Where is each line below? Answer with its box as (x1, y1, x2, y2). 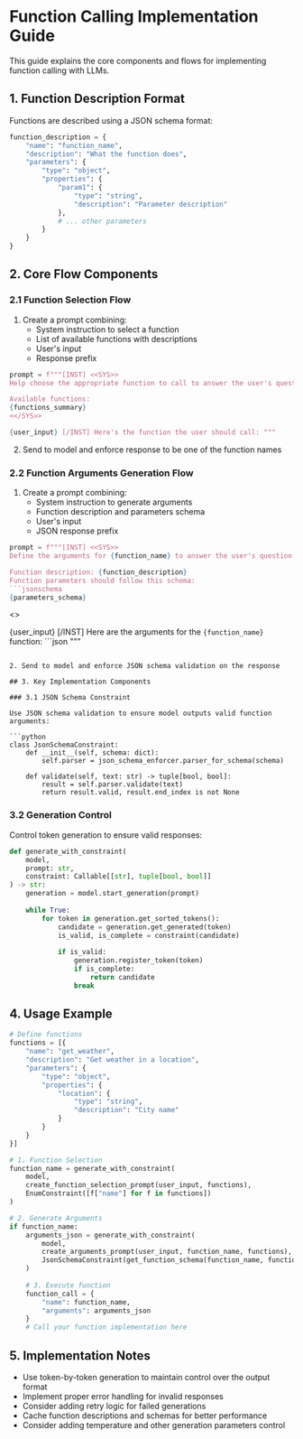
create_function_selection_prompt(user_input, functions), (25, 1181, 252, 1190)
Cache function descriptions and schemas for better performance (22, 1410, 268, 1421)
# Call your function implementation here (25, 1323, 188, 1332)
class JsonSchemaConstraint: (9, 740, 119, 750)
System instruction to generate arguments (35, 497, 193, 507)
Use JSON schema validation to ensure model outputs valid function (9, 709, 272, 719)
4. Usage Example (9, 1007, 113, 1022)
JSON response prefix (35, 525, 119, 536)
